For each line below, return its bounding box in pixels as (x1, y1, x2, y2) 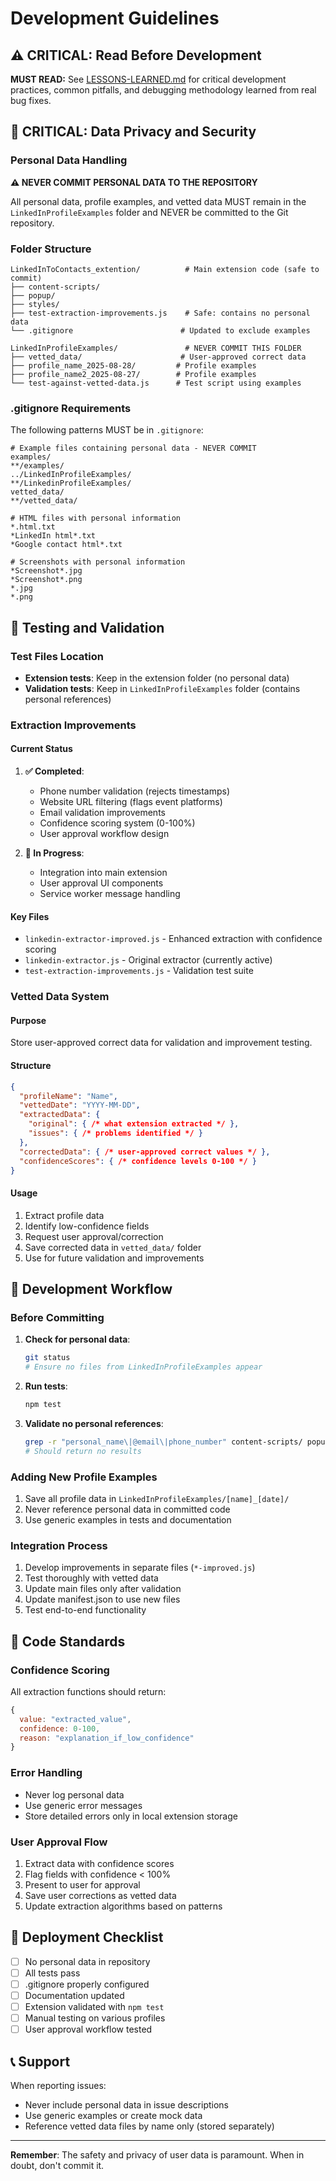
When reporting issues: (10, 2079, 107, 2091)
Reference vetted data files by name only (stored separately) (24, 2120, 275, 2132)
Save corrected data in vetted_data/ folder (24, 1241, 202, 1253)
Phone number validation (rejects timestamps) (39, 785, 231, 797)
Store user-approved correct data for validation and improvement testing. (10, 1037, 313, 1049)
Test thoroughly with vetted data (24, 1572, 159, 1584)
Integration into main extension (39, 867, 168, 879)
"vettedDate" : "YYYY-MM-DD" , (19, 1100, 141, 1111)
